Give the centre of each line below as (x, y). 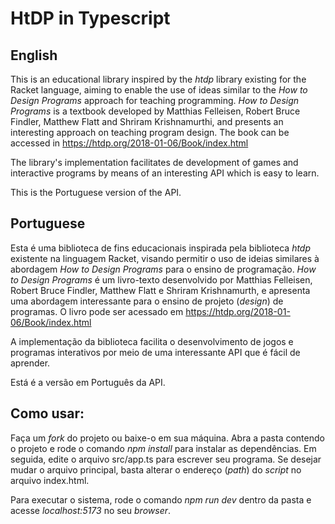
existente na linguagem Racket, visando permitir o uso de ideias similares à (165, 258)
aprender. (30, 363)
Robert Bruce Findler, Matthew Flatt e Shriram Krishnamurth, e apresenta (160, 290)
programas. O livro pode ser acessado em (97, 311)
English (34, 55)
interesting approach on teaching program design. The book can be (150, 132)
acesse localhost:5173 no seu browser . (91, 510)
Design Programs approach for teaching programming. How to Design (155, 100)
